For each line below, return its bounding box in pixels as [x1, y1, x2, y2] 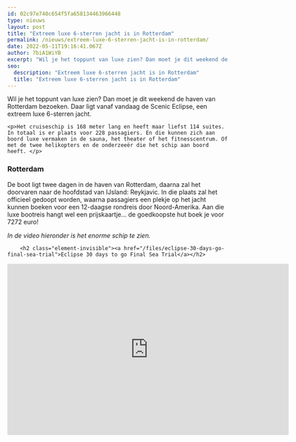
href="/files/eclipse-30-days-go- [123, 245, 225, 252]
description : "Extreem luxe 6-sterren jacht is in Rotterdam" [13, 69, 200, 76]
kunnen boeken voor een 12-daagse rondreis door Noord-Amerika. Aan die [7, 202, 224, 211]
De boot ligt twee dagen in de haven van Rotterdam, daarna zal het [7, 180, 201, 188]
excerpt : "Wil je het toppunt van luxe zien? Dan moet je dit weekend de [7, 56, 229, 63]
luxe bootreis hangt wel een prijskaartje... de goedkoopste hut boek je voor [7, 210, 225, 219]
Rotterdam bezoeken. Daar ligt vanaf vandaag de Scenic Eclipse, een [7, 103, 207, 111]
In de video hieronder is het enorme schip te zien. [7, 231, 151, 240]
